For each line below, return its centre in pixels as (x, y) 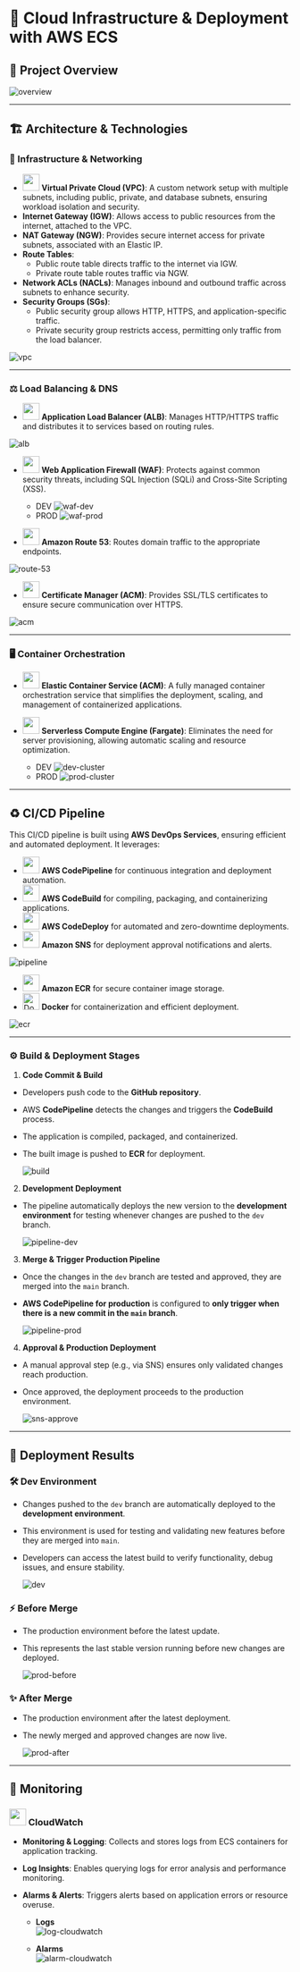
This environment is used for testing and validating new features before (154, 1531)
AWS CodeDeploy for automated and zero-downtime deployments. (165, 927)
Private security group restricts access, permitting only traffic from (158, 330)
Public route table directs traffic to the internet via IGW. (137, 264)
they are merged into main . (71, 1540)
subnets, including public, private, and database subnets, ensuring (145, 197)
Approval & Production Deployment (89, 1348)
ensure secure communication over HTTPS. (102, 604)
